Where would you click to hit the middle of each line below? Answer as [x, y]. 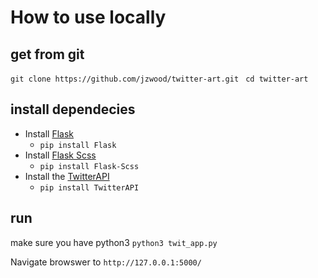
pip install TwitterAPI [89, 187]
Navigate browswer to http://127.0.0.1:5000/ [106, 262]
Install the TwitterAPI [67, 176]
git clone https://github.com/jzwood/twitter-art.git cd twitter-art [159, 79]
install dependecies [73, 109]
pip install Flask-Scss [89, 166]
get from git [47, 54]
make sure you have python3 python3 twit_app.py [114, 242]
